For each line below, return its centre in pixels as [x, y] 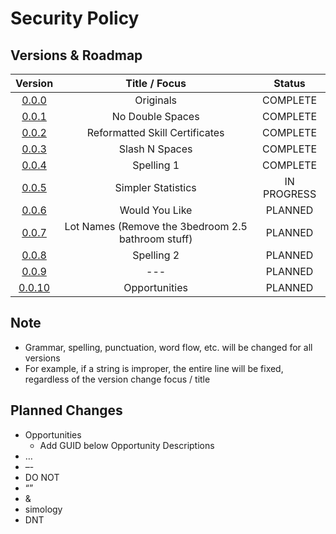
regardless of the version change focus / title [117, 379]
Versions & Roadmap [76, 55]
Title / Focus [156, 83]
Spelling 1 [156, 165]
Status [289, 83]
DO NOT [42, 477]
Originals [155, 100]
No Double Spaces [155, 116]
